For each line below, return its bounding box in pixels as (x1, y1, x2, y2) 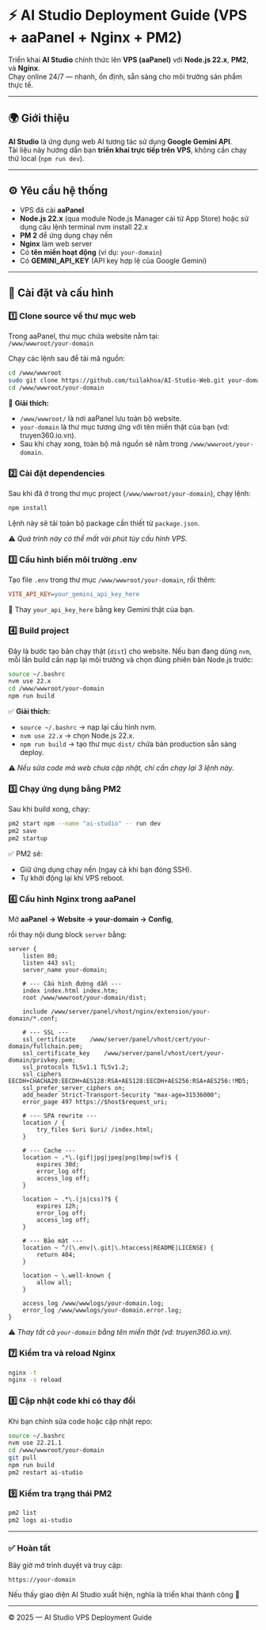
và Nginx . (8, 63, 40, 72)
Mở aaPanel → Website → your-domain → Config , (8, 915, 174, 924)
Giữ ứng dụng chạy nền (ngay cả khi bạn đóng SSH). (19, 865, 192, 874)
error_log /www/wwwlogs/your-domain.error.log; (22, 1307, 182, 1315)
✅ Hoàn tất (8, 1542, 51, 1553)
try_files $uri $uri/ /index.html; (36, 1126, 154, 1134)
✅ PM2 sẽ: (8, 849, 44, 858)
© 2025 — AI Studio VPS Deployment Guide (8, 1613, 153, 1622)
